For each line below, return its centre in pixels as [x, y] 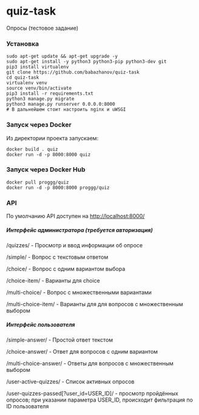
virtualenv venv [27, 83]
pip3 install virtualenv [38, 67]
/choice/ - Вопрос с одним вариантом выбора [66, 269]
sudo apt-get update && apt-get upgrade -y [62, 57]
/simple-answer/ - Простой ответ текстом [60, 340]
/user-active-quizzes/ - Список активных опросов [70, 382]
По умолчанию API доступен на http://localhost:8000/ [76, 216]
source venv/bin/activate [39, 88]
